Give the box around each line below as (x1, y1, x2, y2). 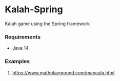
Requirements (5, 33, 41, 40)
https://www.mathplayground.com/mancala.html (12, 69, 115, 75)
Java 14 (12, 45, 29, 51)
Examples (5, 58, 30, 65)
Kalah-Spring (5, 4, 63, 15)
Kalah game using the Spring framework (5, 21, 90, 27)
